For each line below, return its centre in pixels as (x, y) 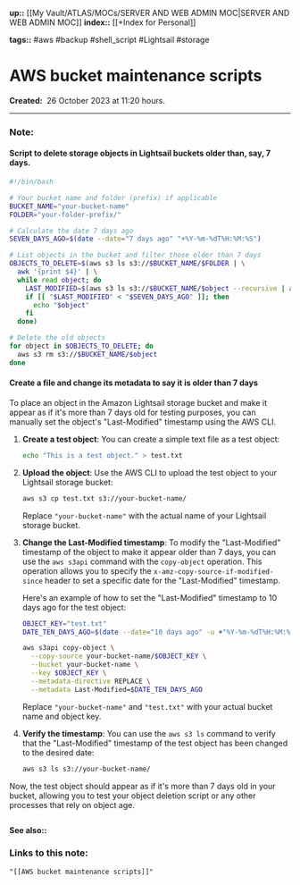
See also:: (28, 830)
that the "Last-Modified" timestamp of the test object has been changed (155, 743)
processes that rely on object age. (72, 805)
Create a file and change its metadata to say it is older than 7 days (134, 383)
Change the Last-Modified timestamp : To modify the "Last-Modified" (151, 542)
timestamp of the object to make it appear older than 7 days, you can (149, 552)
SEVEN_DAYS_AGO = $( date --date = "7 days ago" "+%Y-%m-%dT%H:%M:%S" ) (135, 239)
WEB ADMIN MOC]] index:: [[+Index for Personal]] (103, 22)
